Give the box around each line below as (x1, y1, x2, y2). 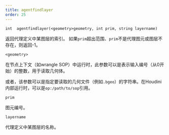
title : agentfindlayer (5, 7, 53, 13)
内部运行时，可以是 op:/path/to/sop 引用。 (5, 84, 93, 91)
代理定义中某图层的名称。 (5, 124, 59, 130)
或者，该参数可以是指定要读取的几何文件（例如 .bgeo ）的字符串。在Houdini (5, 78, 162, 84)
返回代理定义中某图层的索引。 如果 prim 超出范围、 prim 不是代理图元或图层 (5, 35, 158, 41)
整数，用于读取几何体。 (18, 68, 67, 74)
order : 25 (5, 12, 26, 17)
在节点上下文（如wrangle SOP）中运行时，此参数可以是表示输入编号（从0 (5, 61, 160, 67)
